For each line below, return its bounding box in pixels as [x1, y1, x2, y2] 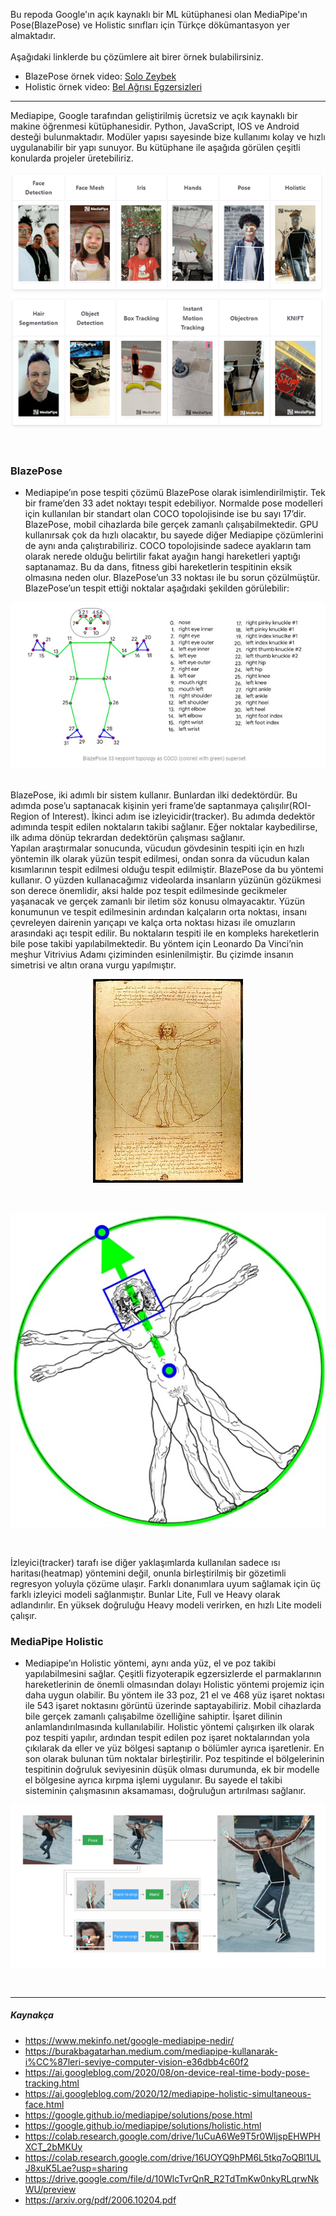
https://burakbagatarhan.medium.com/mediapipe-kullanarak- [24, 2045, 278, 2057]
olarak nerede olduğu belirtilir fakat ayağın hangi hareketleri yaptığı [24, 550, 301, 562]
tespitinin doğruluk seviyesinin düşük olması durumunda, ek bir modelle [24, 1764, 320, 1776]
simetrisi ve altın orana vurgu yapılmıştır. [10, 959, 177, 971]
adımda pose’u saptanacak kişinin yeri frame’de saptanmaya [10, 799, 259, 811]
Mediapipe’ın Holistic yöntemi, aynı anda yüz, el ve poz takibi [24, 1657, 277, 1669]
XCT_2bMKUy [24, 2140, 83, 2153]
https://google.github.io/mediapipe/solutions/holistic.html [24, 2119, 262, 2131]
